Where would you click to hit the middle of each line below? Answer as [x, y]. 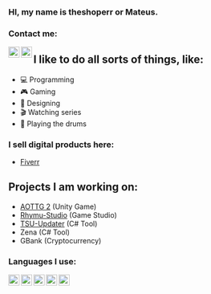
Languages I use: [43, 261]
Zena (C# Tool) [45, 232]
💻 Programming [47, 80]
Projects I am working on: [73, 187]
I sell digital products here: [61, 145]
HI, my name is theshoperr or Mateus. [83, 12]
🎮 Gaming [38, 92]
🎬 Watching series [51, 112]
